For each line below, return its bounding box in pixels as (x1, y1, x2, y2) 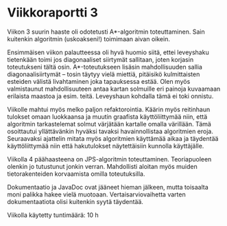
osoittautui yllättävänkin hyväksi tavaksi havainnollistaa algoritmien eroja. (7, 127, 214, 135)
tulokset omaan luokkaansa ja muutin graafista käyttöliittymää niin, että (7, 112, 208, 121)
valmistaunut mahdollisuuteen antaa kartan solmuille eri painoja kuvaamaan (7, 84, 221, 93)
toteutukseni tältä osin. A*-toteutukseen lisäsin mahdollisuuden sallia (7, 63, 202, 71)
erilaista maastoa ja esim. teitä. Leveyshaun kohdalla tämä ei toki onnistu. (7, 91, 214, 100)
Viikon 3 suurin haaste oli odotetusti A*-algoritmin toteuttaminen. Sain (7, 27, 205, 36)
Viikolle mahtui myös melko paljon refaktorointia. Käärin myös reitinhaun (7, 105, 211, 113)
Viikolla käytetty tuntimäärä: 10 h (7, 211, 99, 219)
